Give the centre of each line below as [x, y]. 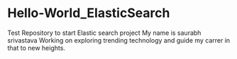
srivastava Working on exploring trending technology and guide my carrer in [119, 40]
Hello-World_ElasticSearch [89, 13]
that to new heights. [37, 48]
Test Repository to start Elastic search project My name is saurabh [104, 33]
